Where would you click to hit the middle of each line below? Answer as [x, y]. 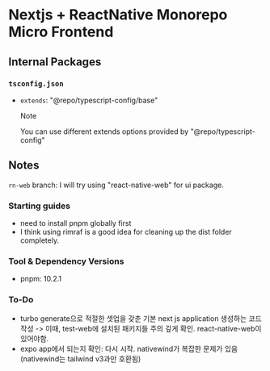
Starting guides [40, 206]
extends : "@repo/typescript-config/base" [89, 100]
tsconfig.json [36, 83]
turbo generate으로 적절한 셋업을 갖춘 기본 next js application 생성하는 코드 [141, 318]
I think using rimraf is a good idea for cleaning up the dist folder [126, 231]
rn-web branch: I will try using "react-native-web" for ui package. [116, 185]
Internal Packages [55, 62]
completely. [39, 240]
